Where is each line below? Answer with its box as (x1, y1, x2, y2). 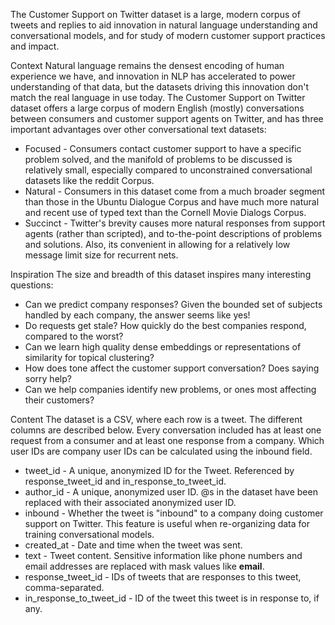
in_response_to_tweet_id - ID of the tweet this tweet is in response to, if (24, 592, 320, 604)
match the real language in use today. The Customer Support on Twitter (10, 92, 306, 103)
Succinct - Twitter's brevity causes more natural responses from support (24, 217, 326, 229)
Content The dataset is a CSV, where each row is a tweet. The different (10, 414, 303, 425)
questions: (10, 279, 54, 291)
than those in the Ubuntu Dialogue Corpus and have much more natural (24, 196, 320, 208)
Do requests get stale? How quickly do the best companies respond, (24, 320, 307, 331)
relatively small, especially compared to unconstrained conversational (24, 164, 313, 176)
